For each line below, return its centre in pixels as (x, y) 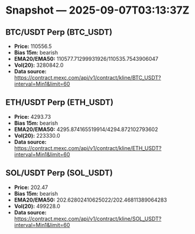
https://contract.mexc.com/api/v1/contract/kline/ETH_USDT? (88, 148)
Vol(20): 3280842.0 (39, 65)
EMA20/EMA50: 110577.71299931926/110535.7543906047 (86, 59)
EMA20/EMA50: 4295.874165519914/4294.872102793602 (86, 129)
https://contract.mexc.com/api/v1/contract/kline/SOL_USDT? (88, 219)
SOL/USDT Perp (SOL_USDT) (59, 173)
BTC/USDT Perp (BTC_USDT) (59, 32)
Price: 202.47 (31, 187)
